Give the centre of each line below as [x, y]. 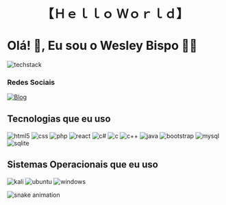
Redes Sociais [31, 83]
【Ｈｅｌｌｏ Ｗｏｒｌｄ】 [115, 14]
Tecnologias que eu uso [59, 119]
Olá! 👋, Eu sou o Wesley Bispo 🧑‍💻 [102, 46]
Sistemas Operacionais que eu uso [83, 165]
